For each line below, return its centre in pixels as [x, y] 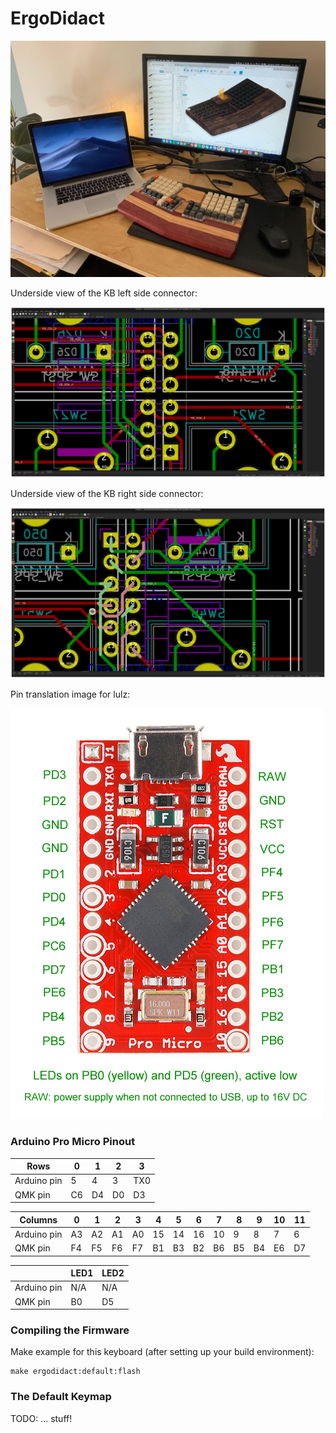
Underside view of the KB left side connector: [104, 293]
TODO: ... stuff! [41, 1418]
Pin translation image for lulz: [70, 694]
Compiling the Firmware [70, 1330]
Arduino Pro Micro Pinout [73, 1142]
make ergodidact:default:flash [75, 1372]
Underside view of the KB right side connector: [107, 494]
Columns [38, 1219]
